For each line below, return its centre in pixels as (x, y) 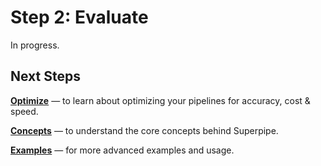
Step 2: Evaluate (79, 17)
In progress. (35, 45)
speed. (24, 111)
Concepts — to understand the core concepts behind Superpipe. (144, 130)
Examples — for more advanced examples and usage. (122, 150)
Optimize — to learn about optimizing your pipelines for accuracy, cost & (160, 100)
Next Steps (45, 76)
